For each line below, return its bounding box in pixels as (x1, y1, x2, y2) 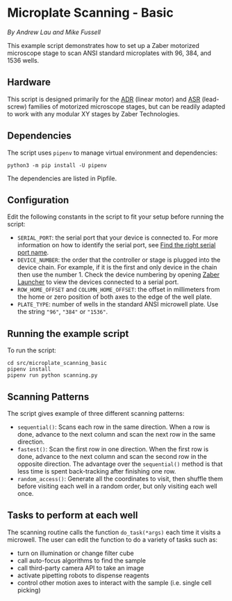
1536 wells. (7, 56, 40, 64)
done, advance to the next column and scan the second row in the (17, 453, 207, 460)
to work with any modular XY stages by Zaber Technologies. (7, 109, 180, 118)
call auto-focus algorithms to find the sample (17, 556, 146, 565)
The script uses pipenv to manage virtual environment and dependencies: (7, 148, 218, 157)
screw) (7, 102, 27, 111)
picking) (17, 586, 41, 594)
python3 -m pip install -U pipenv (7, 162, 108, 169)
